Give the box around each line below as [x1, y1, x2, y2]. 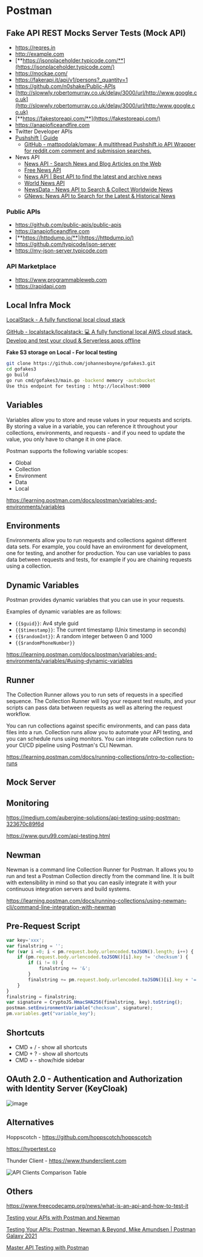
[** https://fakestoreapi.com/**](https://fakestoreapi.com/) [15, 115, 161, 122]
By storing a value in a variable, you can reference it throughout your [6, 423, 178, 430]
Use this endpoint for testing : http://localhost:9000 [6, 383, 150, 389]
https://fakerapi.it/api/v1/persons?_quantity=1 [15, 77, 128, 83]
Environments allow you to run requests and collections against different [6, 537, 187, 544]
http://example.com [15, 50, 65, 58]
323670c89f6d [6, 820, 44, 828]
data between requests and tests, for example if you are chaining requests [6, 556, 192, 564]
